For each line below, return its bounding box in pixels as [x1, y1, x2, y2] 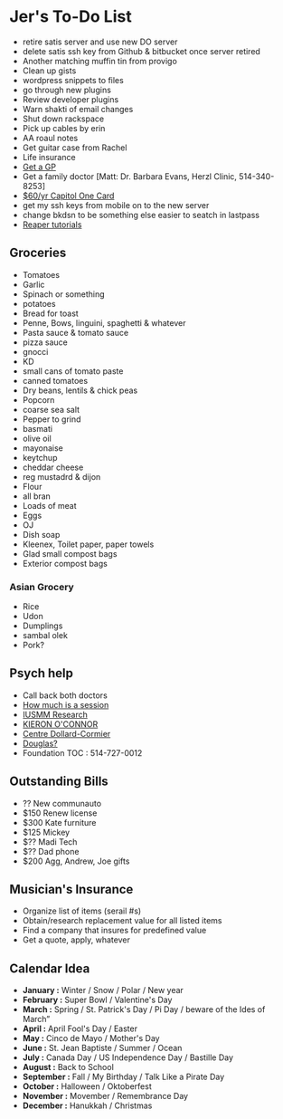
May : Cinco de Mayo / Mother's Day [22, 1033, 160, 1044]
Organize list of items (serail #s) [22, 905, 142, 916]
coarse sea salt [22, 404, 80, 415]
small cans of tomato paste [22, 365, 124, 377]
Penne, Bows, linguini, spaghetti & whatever [22, 317, 186, 328]
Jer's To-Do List [9, 6, 133, 27]
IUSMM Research [22, 709, 89, 720]
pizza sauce [22, 337, 68, 348]
